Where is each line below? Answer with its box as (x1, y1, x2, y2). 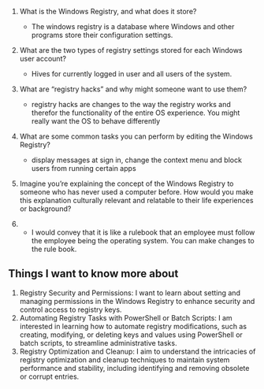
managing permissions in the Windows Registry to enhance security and (19, 296, 255, 306)
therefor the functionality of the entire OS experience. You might (31, 108, 240, 117)
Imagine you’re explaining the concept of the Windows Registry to (19, 179, 234, 188)
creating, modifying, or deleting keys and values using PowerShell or (19, 330, 243, 339)
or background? (19, 204, 72, 213)
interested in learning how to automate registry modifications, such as (19, 321, 247, 331)
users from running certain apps (31, 164, 136, 172)
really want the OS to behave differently (31, 117, 161, 125)
